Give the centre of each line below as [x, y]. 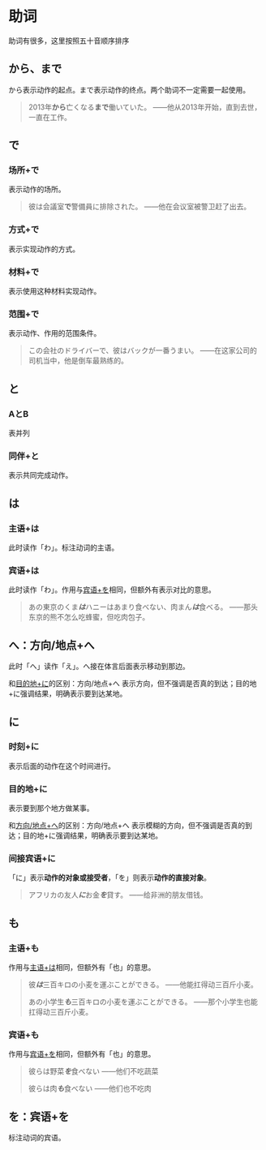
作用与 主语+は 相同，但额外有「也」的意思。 [82, 968]
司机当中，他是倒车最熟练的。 [78, 361]
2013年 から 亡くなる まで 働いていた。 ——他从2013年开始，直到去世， [145, 107]
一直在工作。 [49, 117]
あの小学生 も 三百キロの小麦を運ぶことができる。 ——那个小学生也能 [143, 1002]
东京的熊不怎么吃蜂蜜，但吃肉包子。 [89, 617]
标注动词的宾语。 [37, 1138]
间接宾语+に [32, 859]
